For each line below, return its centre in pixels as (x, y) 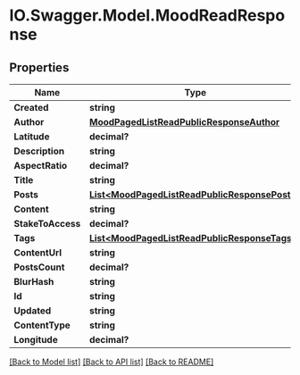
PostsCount (39, 267)
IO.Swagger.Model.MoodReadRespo (147, 16)
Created (31, 108)
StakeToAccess (47, 224)
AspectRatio (41, 166)
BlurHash (34, 282)
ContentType (42, 325)
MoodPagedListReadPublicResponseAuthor (184, 122)
